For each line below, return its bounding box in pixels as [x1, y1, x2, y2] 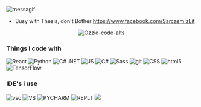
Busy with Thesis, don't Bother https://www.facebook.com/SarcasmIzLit [14, 18, 195, 24]
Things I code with [6, 44, 62, 53]
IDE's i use [6, 79, 38, 88]
